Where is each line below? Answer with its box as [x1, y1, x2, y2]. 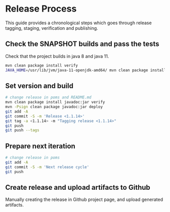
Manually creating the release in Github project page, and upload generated [5, 196, 163, 202]
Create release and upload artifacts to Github [5, 183, 151, 192]
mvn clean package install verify [5, 63, 78, 68]
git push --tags [5, 128, 39, 133]
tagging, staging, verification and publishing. [5, 25, 99, 31]
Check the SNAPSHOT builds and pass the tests [5, 40, 159, 48]
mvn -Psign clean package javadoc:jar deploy [5, 104, 103, 110]
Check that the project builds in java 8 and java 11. [5, 53, 109, 59]
